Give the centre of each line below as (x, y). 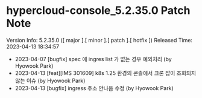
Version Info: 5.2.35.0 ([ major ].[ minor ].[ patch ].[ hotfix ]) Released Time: (99, 40)
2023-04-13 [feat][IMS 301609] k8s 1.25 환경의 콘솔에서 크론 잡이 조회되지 (106, 73)
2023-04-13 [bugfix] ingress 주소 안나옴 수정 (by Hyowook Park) (94, 88)
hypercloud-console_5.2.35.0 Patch (98, 11)
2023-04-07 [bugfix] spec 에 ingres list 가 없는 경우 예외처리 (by (93, 59)
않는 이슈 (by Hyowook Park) (50, 80)
